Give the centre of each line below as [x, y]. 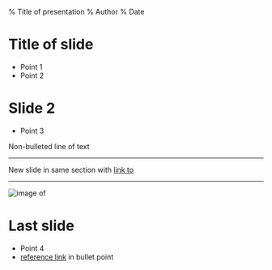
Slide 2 [32, 108]
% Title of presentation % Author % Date [76, 12]
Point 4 [32, 248]
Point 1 [31, 66]
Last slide [41, 226]
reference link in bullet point [67, 257]
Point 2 [32, 75]
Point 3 [32, 131]
